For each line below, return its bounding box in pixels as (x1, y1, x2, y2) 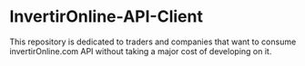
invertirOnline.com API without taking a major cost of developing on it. (9, 45, 272, 56)
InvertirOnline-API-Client (9, 6, 203, 27)
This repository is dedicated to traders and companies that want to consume (9, 36, 297, 47)
